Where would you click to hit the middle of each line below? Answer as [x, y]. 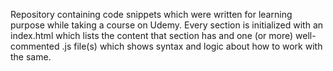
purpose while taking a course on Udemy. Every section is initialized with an [167, 25]
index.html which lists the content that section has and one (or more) [152, 35]
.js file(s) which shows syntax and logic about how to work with [192, 46]
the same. [31, 57]
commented [35, 46]
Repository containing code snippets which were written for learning [151, 14]
